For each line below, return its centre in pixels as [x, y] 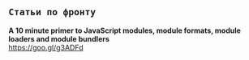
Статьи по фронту [52, 12]
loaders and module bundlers [59, 38]
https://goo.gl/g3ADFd [46, 47]
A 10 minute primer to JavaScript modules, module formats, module [125, 30]
